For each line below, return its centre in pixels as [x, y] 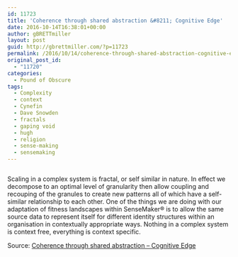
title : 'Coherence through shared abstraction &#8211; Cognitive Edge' [115, 21]
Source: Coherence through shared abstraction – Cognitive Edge [102, 245]
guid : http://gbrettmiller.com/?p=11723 [68, 47]
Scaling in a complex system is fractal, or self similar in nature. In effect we [117, 179]
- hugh [23, 133]
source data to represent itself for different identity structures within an [111, 217]
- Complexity [33, 93]
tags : [15, 87]
